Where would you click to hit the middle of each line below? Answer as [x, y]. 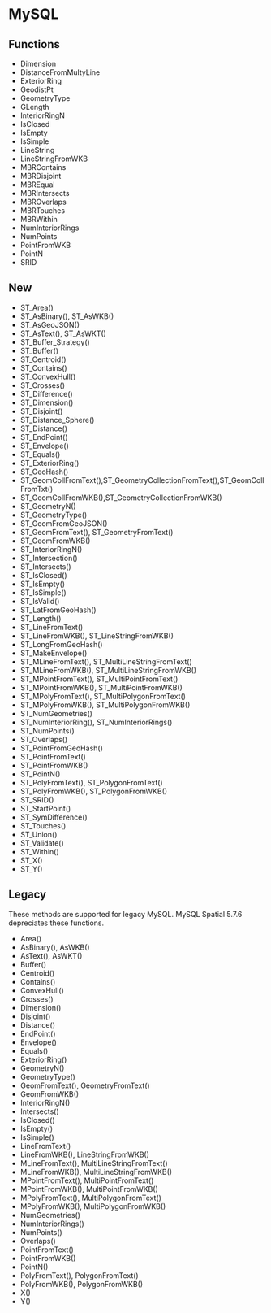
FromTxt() [37, 489]
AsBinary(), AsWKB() [55, 947]
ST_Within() [39, 851]
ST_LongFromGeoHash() [61, 644]
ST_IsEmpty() [43, 584]
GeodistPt [37, 89]
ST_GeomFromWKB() [55, 541]
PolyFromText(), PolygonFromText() [80, 1275]
